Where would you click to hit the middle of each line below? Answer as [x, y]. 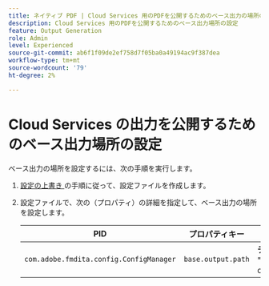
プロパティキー [217, 234]
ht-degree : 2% [32, 75]
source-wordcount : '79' [48, 68]
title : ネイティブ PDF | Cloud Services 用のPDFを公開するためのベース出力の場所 [134, 16]
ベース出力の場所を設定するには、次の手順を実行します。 [102, 168]
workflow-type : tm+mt [44, 61]
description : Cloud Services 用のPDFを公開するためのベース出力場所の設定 [123, 23]
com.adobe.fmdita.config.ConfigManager [100, 259]
